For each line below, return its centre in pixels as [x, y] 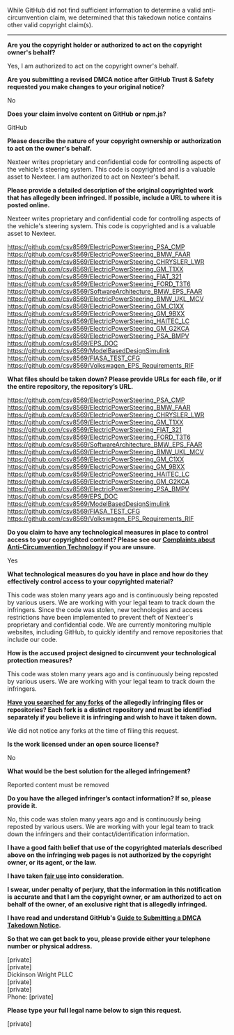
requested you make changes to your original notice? [86, 87]
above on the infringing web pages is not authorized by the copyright [109, 855]
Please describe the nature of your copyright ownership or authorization [114, 141]
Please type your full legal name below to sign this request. [95, 1010]
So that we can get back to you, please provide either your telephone [109, 939]
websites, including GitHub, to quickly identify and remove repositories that [115, 632]
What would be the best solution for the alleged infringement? [99, 771]
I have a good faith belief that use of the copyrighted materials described [115, 848]
